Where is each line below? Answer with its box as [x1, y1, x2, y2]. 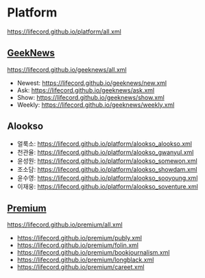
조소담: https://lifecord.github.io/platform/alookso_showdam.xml [16, 165, 197, 173]
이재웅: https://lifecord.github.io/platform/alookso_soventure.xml [16, 182, 199, 190]
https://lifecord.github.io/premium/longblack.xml [16, 255, 154, 264]
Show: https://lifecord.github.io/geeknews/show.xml [16, 93, 165, 101]
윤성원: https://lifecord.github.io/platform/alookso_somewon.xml [16, 156, 197, 165]
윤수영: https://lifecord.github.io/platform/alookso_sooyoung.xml [16, 173, 198, 182]
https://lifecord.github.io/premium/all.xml [7, 220, 123, 229]
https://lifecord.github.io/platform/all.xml [7, 27, 121, 36]
